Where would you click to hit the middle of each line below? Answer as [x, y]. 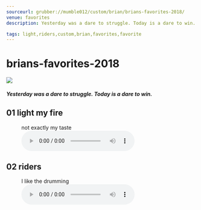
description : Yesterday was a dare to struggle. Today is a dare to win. [101, 23]
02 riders [24, 167]
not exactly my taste [46, 127]
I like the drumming [45, 181]
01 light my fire [35, 113]
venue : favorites [28, 17]
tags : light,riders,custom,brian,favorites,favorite [74, 34]
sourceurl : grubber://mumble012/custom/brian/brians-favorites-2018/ [96, 12]
